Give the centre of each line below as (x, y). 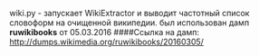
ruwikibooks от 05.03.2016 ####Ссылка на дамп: (105, 32)
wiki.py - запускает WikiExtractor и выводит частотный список (129, 13)
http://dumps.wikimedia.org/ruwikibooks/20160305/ (106, 42)
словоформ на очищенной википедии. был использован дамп (129, 23)
